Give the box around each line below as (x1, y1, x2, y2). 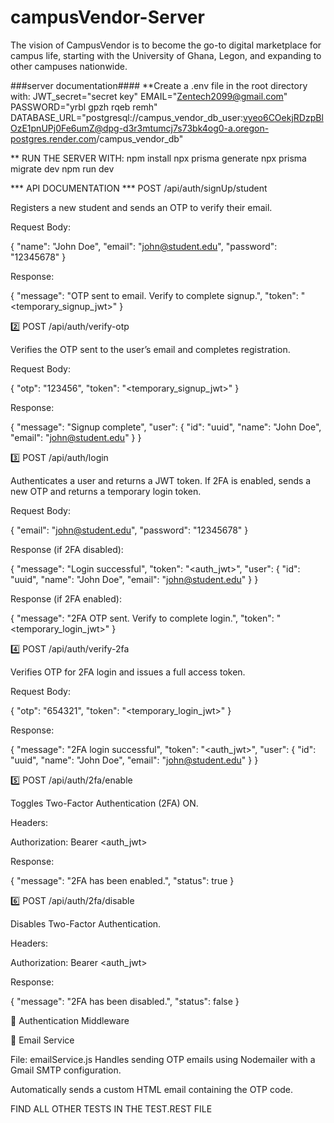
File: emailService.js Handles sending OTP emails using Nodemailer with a (10, 1053, 316, 1065)
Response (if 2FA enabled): (10, 592, 122, 605)
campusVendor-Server (10, 6, 205, 29)
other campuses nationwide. (10, 60, 128, 72)
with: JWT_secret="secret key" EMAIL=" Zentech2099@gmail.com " (10, 90, 288, 102)
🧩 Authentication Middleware (10, 1014, 130, 1026)
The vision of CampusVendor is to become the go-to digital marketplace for (10, 39, 322, 51)
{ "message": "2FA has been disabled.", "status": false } (10, 995, 240, 1007)
